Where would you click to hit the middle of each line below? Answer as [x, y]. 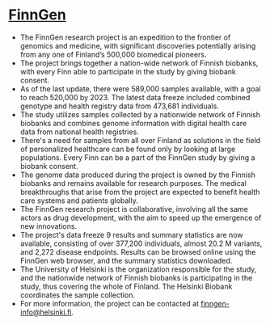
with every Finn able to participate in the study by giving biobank [128, 71]
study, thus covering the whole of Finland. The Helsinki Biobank [126, 286]
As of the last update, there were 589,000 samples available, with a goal [140, 89]
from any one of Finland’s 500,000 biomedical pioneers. [113, 54]
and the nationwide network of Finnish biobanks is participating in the [136, 277]
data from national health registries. [79, 132]
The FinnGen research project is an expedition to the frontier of [125, 37]
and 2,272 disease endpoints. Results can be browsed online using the [138, 251]
